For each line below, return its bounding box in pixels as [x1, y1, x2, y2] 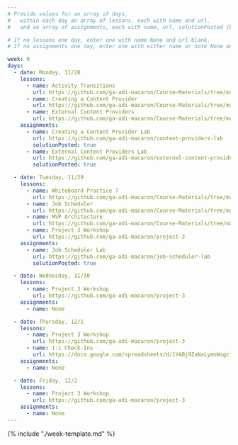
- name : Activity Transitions [25, 82, 115, 89]
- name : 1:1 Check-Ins [25, 344, 93, 351]
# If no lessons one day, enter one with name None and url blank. [7, 36, 211, 43]
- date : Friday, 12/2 [13, 377, 78, 384]
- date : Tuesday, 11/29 [13, 174, 84, 181]
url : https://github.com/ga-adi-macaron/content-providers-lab [33, 135, 223, 142]
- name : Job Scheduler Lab [25, 246, 106, 254]
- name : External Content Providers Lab [25, 148, 147, 155]
